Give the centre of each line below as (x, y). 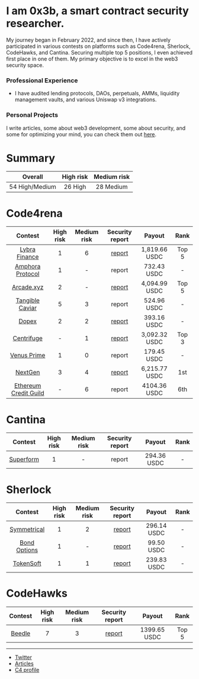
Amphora (28, 267)
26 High (75, 187)
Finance (28, 257)
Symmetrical (27, 530)
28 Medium (112, 187)
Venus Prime (28, 355)
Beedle (21, 633)
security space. (25, 65)
